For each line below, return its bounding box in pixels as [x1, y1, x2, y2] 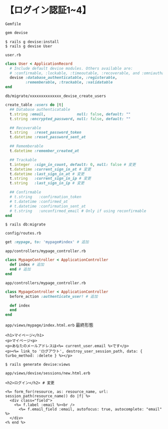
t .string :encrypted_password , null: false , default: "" [9, 116, 131, 121]
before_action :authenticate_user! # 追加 [9, 294, 98, 299]
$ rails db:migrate [5, 222, 46, 227]
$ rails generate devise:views [5, 362, 70, 367]
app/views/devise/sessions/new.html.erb [5, 371, 91, 376]
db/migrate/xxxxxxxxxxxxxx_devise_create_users [5, 94, 106, 99]
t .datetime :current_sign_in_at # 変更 [9, 166, 91, 172]
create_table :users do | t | [5, 102, 64, 108]
